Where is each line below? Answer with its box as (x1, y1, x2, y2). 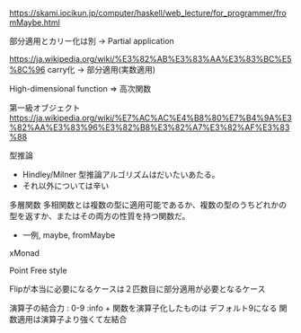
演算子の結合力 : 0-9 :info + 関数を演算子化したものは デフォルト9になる (9, 302, 278, 313)
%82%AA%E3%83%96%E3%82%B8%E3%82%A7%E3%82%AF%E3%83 (9, 122, 290, 133)
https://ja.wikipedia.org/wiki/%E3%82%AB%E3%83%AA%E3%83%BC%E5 (9, 54, 292, 64)
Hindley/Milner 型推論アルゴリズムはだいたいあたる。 (22, 170, 220, 180)
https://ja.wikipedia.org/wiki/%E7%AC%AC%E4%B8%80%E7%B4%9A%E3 (9, 112, 292, 123)
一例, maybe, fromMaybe (22, 230, 116, 241)
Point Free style (9, 265, 67, 276)
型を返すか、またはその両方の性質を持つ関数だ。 (9, 211, 190, 221)
